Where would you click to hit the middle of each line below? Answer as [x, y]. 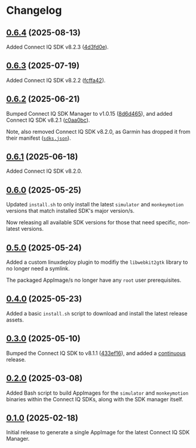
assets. [15, 320]
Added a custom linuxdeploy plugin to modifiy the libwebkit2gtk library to [97, 262]
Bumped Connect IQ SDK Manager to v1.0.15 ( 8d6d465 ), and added [89, 113]
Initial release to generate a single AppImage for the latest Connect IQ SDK [98, 432]
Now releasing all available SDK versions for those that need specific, [92, 223]
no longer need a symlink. [38, 269]
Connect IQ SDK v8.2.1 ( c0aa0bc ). [48, 120]
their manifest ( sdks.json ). [39, 138]
